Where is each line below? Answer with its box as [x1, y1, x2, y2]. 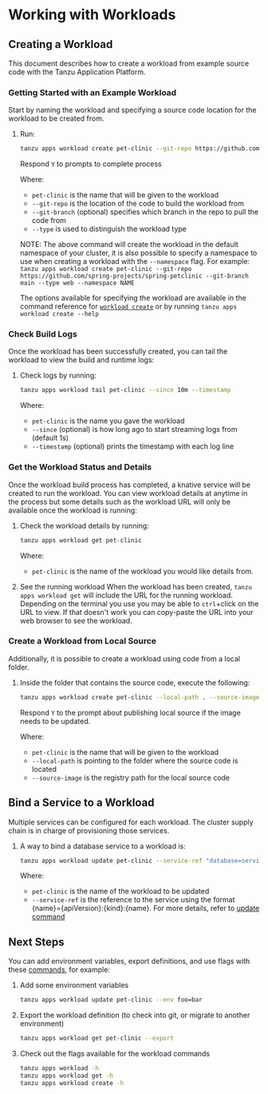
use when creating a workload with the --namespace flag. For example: [19, 257, 250, 266]
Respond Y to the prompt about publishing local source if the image [19, 708, 241, 717]
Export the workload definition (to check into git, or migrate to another [19, 1010, 250, 1020]
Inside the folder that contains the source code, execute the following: [19, 677, 250, 687]
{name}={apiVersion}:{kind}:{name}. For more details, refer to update [31, 904, 260, 913]
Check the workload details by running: [19, 521, 149, 530]
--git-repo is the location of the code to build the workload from [31, 198, 245, 209]
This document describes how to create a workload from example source [8, 58, 250, 68]
